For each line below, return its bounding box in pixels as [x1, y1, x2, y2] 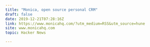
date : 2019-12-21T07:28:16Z [5, 16, 64, 21]
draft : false [5, 12, 33, 17]
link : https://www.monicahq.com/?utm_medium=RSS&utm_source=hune [5, 21, 145, 26]
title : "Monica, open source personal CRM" [5, 7, 98, 12]
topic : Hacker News [5, 30, 46, 35]
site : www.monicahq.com [5, 26, 55, 31]
